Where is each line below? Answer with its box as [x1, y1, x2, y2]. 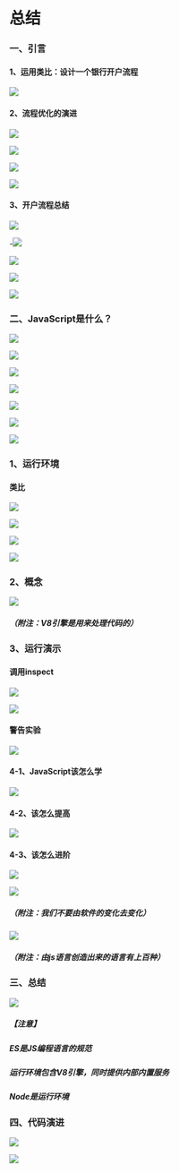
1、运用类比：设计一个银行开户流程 [9, 66, 139, 77]
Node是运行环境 [9, 1092, 70, 1102]
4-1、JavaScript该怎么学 [9, 766, 103, 777]
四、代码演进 [9, 1116, 65, 1128]
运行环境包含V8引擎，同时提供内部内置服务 [9, 1067, 170, 1078]
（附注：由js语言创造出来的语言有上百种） [9, 951, 166, 963]
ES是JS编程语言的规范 [9, 1042, 92, 1053]
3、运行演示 [9, 642, 62, 655]
